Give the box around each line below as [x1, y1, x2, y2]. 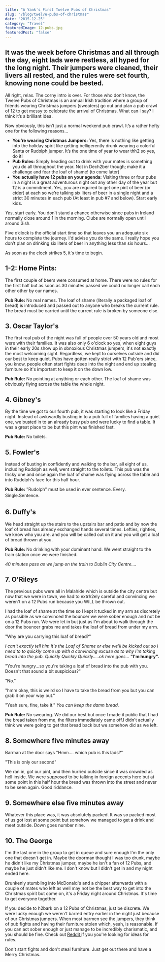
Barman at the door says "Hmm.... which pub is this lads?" [5, 750, 123, 756]
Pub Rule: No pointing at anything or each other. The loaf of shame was [5, 376, 151, 382]
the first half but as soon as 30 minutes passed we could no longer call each [5, 282, 160, 288]
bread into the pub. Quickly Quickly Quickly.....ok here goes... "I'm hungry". [5, 654, 160, 660]
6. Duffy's [5, 508, 36, 516]
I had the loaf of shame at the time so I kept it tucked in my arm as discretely [5, 608, 160, 614]
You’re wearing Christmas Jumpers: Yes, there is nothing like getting [12, 137, 154, 143]
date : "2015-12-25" [5, 16, 45, 21]
